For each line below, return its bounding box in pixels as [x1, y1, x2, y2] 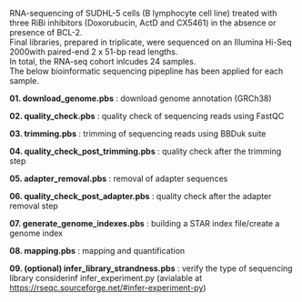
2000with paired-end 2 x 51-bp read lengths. [9, 46, 178, 57]
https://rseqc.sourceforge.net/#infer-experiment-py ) [9, 282, 206, 293]
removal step [9, 200, 59, 211]
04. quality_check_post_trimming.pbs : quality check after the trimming [9, 146, 282, 156]
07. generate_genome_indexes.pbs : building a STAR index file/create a [9, 218, 280, 228]
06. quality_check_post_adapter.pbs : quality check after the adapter [9, 191, 272, 201]
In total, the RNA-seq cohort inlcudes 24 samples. [9, 56, 196, 66]
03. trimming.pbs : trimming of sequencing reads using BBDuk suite [9, 128, 267, 139]
